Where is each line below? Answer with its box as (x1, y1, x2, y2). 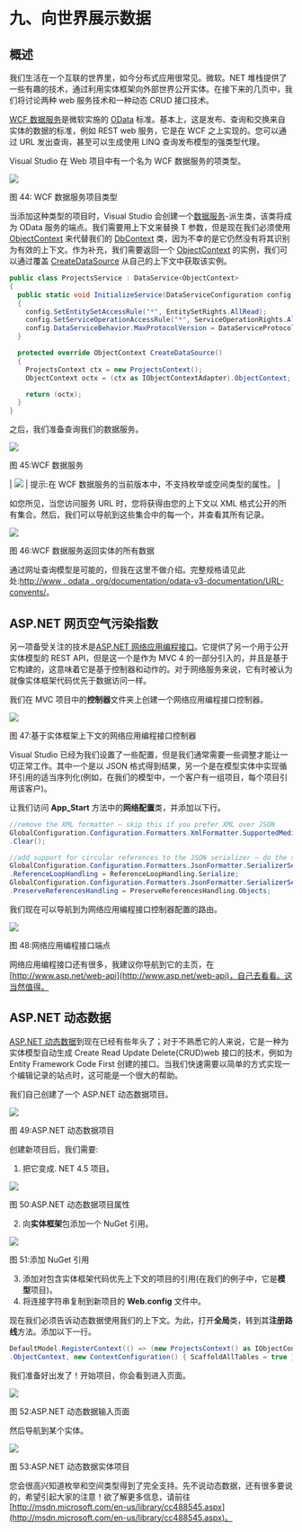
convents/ (9, 587, 47, 598)
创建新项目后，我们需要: (9, 1143, 99, 1154)
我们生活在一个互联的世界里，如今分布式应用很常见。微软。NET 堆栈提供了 (9, 73, 288, 83)
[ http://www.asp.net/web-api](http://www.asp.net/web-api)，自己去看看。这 (9, 970, 293, 981)
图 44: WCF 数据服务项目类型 (9, 192, 119, 202)
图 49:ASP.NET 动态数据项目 (9, 1124, 115, 1135)
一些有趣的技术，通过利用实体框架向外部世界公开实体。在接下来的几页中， (9, 84, 285, 94)
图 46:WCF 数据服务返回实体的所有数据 (9, 545, 155, 556)
